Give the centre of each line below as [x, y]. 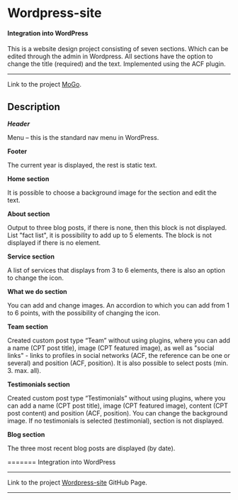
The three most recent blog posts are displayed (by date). [91, 448]
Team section [28, 327]
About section [29, 214]
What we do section [37, 292]
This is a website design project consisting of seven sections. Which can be [118, 49]
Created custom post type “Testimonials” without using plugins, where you [117, 398]
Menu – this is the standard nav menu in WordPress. [83, 138]
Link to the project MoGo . [44, 85]
